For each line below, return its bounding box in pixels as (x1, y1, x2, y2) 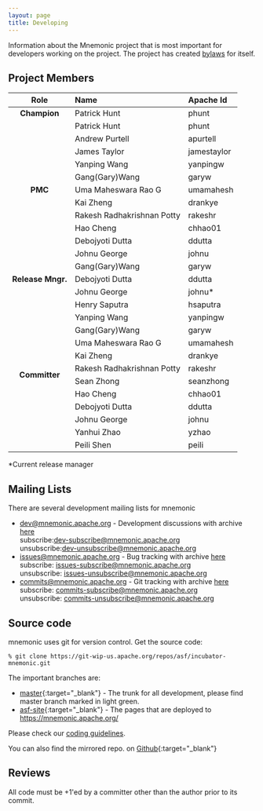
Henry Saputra (74, 299, 129, 310)
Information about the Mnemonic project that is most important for (8, 40, 222, 49)
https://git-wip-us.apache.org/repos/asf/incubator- (49, 652, 226, 660)
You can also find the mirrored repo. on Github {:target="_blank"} (8, 743, 217, 753)
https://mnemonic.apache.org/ (19, 713, 119, 722)
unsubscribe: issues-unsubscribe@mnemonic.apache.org (19, 568, 208, 578)
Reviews (8, 766, 51, 780)
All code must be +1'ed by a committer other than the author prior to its (8, 787, 238, 797)
